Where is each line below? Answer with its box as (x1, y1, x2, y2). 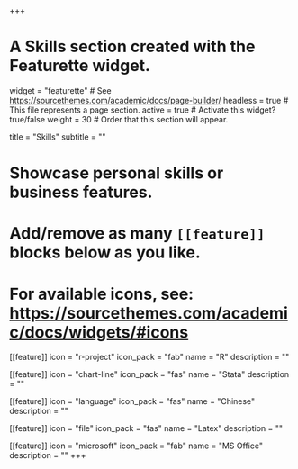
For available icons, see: (9, 284, 194, 304)
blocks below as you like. (9, 242, 201, 263)
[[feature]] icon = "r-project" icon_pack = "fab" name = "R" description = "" (9, 352, 290, 363)
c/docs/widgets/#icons (9, 321, 189, 342)
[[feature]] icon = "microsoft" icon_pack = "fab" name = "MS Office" (9, 440, 264, 451)
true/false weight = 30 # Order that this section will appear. (9, 113, 229, 124)
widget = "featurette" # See (9, 85, 112, 95)
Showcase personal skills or (9, 163, 224, 184)
